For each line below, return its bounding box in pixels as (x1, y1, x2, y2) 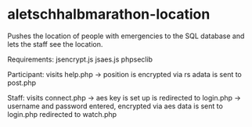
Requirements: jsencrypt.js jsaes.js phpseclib (7, 55, 153, 64)
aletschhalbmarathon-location (7, 5, 211, 23)
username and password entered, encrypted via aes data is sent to (7, 101, 224, 111)
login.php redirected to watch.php (7, 109, 117, 118)
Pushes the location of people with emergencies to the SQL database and (7, 31, 245, 41)
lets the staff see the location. (7, 39, 103, 48)
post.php (7, 78, 37, 87)
